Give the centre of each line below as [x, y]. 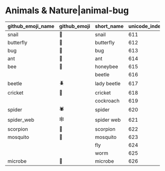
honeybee [107, 67]
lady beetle [108, 84]
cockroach [107, 101]
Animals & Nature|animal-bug [67, 11]
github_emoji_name [31, 26]
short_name [109, 26]
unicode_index [146, 26]
